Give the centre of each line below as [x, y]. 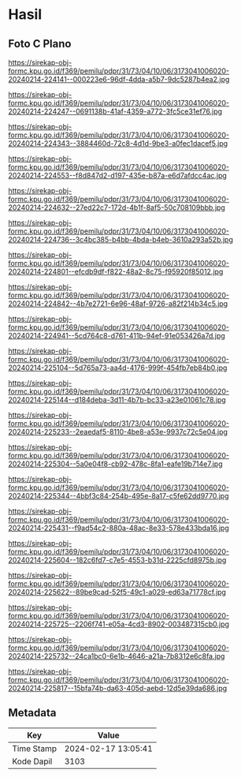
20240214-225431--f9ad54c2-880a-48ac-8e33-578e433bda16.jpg [119, 528]
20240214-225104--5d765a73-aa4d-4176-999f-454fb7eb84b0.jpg [118, 368]
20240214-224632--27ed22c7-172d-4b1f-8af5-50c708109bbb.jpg [117, 207]
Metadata [32, 713]
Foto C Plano [40, 44]
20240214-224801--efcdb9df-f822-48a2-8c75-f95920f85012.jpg [116, 271]
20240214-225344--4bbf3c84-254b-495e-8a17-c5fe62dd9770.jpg [119, 496]
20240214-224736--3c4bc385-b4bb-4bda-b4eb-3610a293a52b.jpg [121, 239]
